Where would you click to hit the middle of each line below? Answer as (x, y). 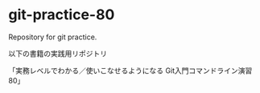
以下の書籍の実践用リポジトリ (58, 53)
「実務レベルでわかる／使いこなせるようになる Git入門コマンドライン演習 (130, 71)
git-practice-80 (62, 15)
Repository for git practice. (53, 37)
